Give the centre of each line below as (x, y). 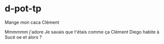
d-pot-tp (23, 9)
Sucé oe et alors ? (23, 37)
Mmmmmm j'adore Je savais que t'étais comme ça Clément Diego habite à (82, 32)
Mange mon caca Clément (32, 22)
